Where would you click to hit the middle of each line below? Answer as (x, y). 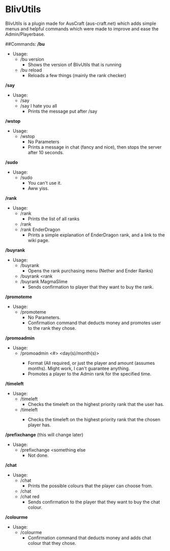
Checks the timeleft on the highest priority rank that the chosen (94, 419)
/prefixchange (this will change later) (44, 434)
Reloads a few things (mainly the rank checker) (77, 75)
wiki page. (39, 240)
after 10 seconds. (46, 152)
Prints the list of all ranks (54, 219)
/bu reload (31, 70)
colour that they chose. (52, 543)
